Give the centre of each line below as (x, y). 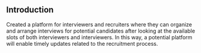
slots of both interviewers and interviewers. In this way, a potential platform (99, 37)
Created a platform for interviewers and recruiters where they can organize (99, 24)
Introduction (30, 10)
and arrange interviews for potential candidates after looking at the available (101, 31)
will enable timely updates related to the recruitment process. (82, 43)
